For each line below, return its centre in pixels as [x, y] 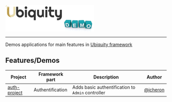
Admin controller [89, 92]
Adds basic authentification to [104, 87]
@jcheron [154, 90]
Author [154, 77]
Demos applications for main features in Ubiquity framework [69, 44]
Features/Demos [33, 60]
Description [106, 77]
